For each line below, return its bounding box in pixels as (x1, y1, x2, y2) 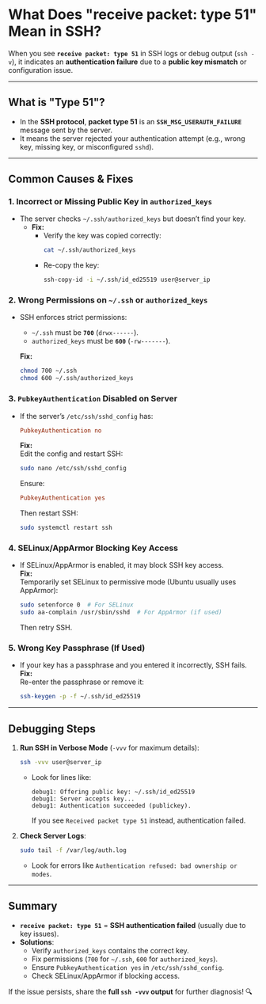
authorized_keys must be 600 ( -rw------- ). (31, 337, 171, 346)
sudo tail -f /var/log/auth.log (19, 846, 127, 854)
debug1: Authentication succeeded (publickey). (31, 801, 192, 809)
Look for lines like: (31, 772, 92, 782)
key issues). (19, 929, 59, 938)
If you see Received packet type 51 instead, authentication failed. (31, 816, 246, 825)
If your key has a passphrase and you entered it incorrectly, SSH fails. (19, 660, 248, 670)
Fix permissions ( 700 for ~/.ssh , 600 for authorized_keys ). (31, 954, 218, 964)
